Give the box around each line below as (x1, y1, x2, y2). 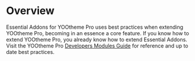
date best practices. (6, 48, 55, 55)
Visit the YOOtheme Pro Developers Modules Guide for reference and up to (6, 42, 189, 49)
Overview (6, 4, 55, 18)
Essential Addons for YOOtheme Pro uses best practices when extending (6, 23, 184, 30)
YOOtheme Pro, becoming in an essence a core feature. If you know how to (6, 29, 190, 36)
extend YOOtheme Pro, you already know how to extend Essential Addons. (6, 36, 187, 43)
